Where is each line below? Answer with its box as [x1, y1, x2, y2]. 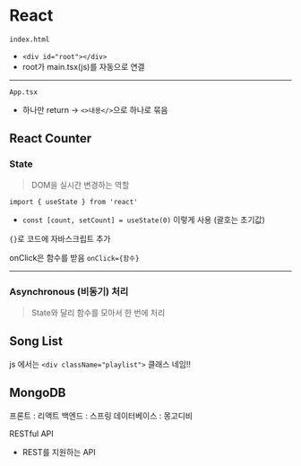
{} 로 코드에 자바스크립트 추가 [9, 233, 111, 244]
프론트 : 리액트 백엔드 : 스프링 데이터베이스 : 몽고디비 [9, 410, 193, 421]
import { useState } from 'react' [9, 197, 139, 206]
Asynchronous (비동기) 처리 [9, 285, 129, 298]
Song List [9, 333, 63, 349]
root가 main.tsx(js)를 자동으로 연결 [21, 61, 145, 72]
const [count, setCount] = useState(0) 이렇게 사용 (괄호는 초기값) [21, 214, 266, 225]
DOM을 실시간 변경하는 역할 [30, 179, 130, 190]
